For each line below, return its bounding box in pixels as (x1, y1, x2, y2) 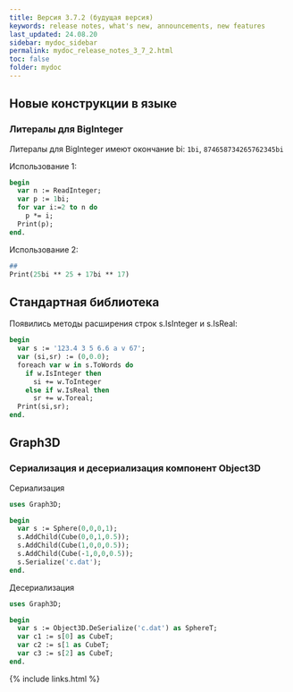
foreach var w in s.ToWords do (17, 360, 134, 370)
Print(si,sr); (17, 402, 70, 412)
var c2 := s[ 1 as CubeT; (17, 641, 110, 650)
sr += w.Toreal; (32, 394, 94, 403)
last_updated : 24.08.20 (9, 30, 98, 38)
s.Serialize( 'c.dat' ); (17, 557, 102, 567)
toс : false (9, 55, 50, 64)
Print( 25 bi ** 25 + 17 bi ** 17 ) (9, 269, 130, 278)
